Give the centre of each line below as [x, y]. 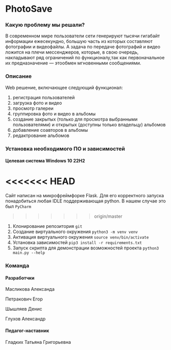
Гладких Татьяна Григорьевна [38, 342]
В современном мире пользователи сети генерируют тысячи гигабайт [83, 36]
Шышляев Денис [24, 309]
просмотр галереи [33, 108]
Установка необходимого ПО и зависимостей [65, 149]
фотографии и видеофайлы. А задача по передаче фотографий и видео [83, 47]
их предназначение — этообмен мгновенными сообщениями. [73, 63]
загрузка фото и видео [37, 103]
